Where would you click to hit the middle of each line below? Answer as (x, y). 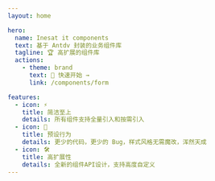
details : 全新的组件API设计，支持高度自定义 (89, 165)
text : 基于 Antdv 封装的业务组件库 (68, 45)
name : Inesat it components (62, 38)
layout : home (29, 16)
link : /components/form (69, 82)
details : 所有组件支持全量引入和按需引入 (83, 120)
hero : (17, 30)
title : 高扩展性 (47, 157)
